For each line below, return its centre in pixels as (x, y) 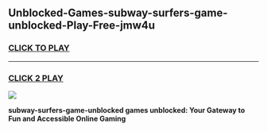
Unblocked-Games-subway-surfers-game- (118, 13)
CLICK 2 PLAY (36, 78)
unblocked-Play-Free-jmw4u (82, 26)
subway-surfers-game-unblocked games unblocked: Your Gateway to (127, 110)
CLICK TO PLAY (39, 48)
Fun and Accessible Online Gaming (67, 118)
